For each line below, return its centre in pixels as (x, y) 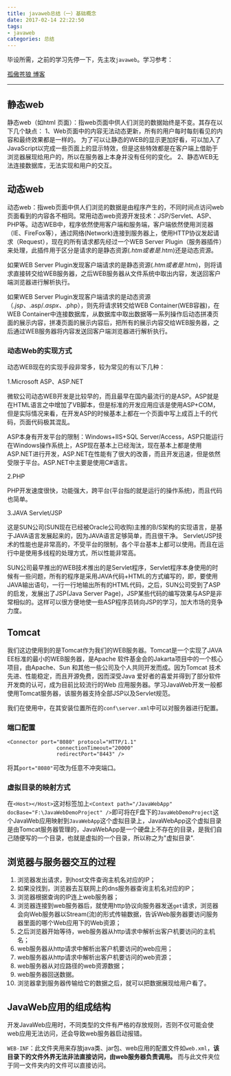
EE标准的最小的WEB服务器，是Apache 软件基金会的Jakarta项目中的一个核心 (115, 659)
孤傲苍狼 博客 (26, 74)
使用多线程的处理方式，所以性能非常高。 (82, 553)
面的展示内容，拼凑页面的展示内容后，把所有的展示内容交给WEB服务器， (110, 322)
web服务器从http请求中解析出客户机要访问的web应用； (95, 949)
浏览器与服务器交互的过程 (61, 862)
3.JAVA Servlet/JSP (35, 513)
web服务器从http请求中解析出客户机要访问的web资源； (95, 958)
